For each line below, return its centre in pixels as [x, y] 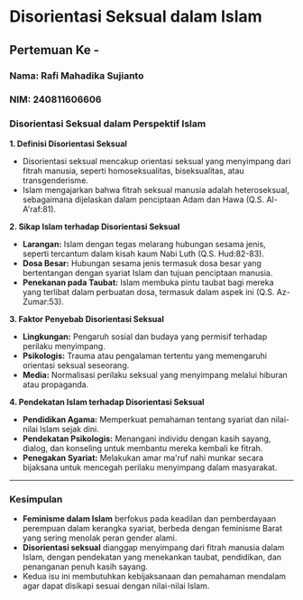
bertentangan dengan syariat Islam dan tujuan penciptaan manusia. [147, 272]
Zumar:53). [43, 301]
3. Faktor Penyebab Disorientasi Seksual [87, 318]
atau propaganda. [55, 384]
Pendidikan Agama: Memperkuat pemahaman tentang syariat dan [146, 419]
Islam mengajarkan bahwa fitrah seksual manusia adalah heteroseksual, [156, 189]
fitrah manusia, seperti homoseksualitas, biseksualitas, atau [133, 171]
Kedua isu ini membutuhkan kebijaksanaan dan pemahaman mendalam [154, 577]
